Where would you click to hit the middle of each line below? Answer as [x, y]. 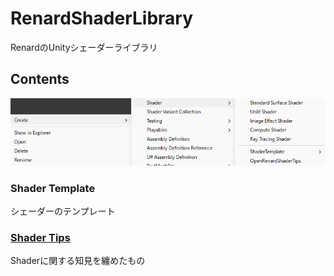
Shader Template [53, 188]
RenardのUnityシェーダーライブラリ [84, 47]
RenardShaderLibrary [102, 18]
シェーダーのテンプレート [63, 211]
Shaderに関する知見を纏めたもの [78, 261]
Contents [40, 79]
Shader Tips [40, 238]
